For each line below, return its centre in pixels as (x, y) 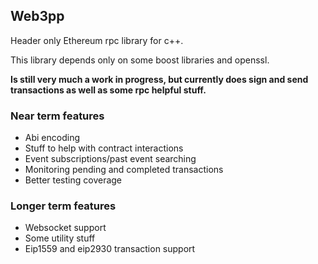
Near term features (57, 116)
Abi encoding (52, 138)
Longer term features (63, 206)
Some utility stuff (60, 238)
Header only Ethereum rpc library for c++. (97, 40)
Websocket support (65, 228)
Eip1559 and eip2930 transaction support (110, 249)
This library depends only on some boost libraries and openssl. (140, 60)
